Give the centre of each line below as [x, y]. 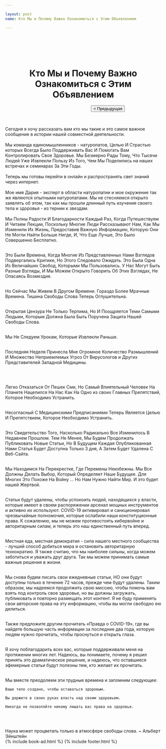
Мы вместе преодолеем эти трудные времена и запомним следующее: [81, 680]
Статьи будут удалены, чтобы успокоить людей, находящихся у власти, [81, 500]
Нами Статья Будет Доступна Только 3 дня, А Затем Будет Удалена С [79, 449]
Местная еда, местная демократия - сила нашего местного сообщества [82, 541]
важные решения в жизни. [33, 562]
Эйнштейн [16, 736]
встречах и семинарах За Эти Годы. [43, 166]
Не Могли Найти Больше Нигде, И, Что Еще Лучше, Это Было [70, 235]
